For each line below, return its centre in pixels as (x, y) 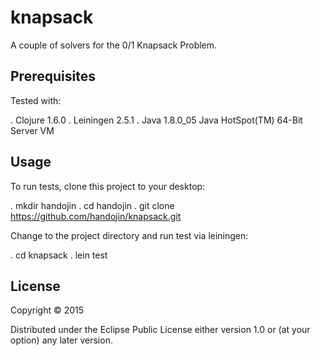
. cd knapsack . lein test (59, 255)
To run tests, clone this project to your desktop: (108, 186)
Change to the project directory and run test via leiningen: (129, 235)
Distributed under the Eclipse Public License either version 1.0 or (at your (160, 330)
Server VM (32, 130)
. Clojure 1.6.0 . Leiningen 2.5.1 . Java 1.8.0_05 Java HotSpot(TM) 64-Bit (156, 120)
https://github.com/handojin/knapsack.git (96, 216)
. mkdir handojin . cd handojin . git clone (92, 205)
